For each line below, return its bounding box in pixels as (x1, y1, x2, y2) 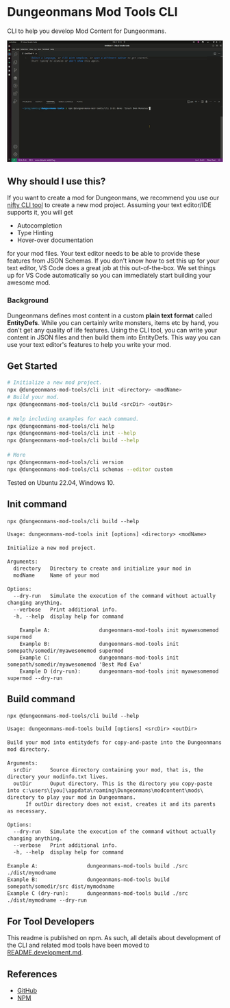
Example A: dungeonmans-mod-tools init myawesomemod (19, 627, 219, 634)
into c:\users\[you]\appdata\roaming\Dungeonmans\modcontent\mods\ (7, 787, 204, 794)
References (7, 968, 57, 980)
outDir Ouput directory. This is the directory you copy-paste (13, 780, 213, 787)
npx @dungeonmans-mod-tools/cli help (7, 422, 115, 429)
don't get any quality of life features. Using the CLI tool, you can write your (7, 326, 218, 334)
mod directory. (7, 746, 51, 753)
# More (7, 452, 26, 459)
